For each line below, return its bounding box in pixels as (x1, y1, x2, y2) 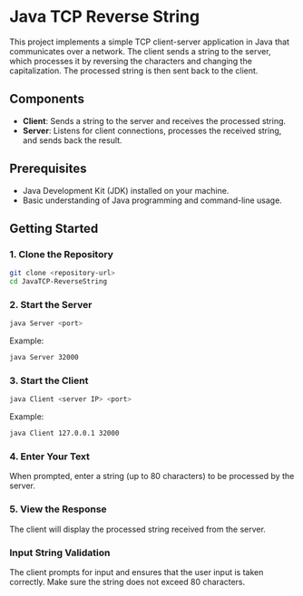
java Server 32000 (9, 353, 79, 362)
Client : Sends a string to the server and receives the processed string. (22, 115, 287, 126)
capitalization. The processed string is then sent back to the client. (9, 65, 259, 76)
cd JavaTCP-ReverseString (9, 277, 107, 286)
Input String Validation (9, 546, 111, 559)
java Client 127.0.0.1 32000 (9, 428, 120, 438)
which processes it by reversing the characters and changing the (9, 55, 252, 66)
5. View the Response (9, 503, 107, 515)
